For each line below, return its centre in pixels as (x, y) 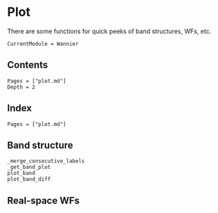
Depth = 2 (21, 87)
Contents (28, 65)
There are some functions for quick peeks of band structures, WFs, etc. (109, 31)
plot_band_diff (29, 179)
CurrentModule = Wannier (43, 44)
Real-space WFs (44, 200)
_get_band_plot (29, 167)
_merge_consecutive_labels (46, 161)
